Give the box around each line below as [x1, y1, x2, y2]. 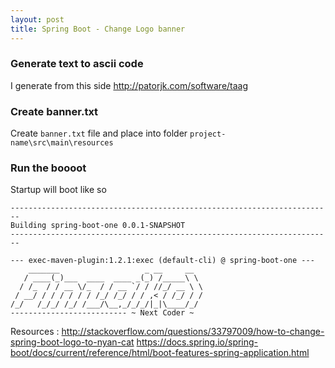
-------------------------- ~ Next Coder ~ [10, 308, 195, 318]
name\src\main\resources [10, 138, 114, 148]
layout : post [10, 14, 65, 25]
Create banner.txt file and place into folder [10, 127, 188, 140]
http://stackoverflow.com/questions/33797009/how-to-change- [61, 326, 325, 338]
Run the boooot [10, 161, 87, 175]
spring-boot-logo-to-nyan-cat [10, 336, 135, 348]
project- [189, 129, 227, 140]
